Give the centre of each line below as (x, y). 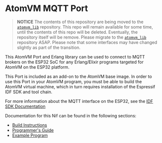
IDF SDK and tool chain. (29, 92)
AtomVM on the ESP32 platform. (37, 67)
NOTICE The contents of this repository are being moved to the (80, 22)
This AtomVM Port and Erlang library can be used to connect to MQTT (75, 57)
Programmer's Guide (33, 130)
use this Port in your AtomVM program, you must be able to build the (73, 81)
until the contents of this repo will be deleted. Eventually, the (77, 32)
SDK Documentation (25, 106)
